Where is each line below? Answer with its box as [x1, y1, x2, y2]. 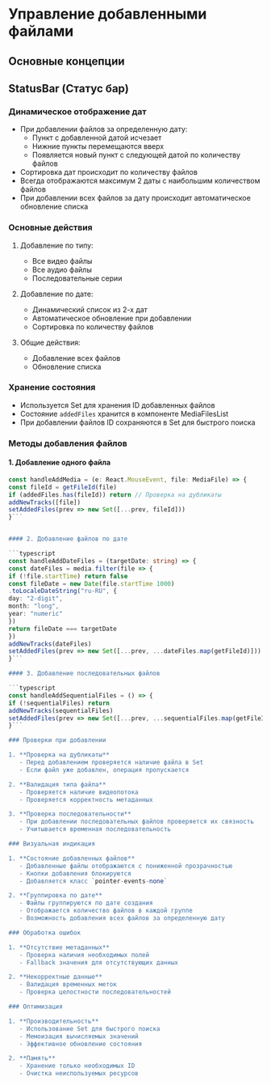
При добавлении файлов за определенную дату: [19, 125, 188, 134]
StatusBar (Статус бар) [8, 82, 129, 95]
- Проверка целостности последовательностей [19, 988, 172, 996]
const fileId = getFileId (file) [8, 483, 117, 491]
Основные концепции [8, 54, 125, 68]
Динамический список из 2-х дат [31, 304, 148, 314]
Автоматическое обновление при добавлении [31, 313, 192, 323]
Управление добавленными [8, 5, 207, 23]
